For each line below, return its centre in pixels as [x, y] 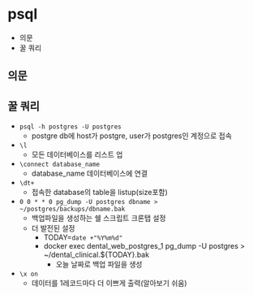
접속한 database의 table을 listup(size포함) [99, 193]
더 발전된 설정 [53, 228]
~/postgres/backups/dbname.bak [72, 209]
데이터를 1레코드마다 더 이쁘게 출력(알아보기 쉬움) [109, 283]
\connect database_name [60, 165]
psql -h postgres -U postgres [71, 127]
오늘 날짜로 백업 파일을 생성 [99, 264]
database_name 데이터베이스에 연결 [89, 174]
